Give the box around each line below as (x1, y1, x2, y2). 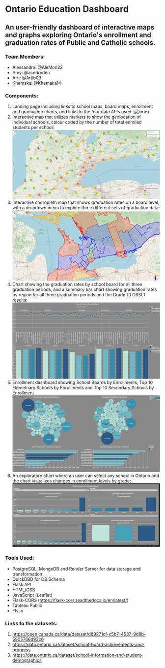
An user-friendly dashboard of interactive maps (5, 23, 155, 32)
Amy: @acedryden (12, 69, 50, 75)
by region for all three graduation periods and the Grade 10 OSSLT (12, 291, 146, 297)
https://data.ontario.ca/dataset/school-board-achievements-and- (12, 641, 145, 647)
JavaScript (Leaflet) (12, 592, 53, 598)
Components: (5, 92, 39, 99)
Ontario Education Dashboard (5, 3, 129, 15)
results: (12, 297, 28, 303)
